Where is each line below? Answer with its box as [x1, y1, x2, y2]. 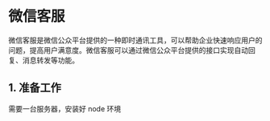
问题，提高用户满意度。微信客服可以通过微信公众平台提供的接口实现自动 [8, 45, 248, 54]
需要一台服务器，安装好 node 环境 [8, 103, 122, 113]
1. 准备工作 [8, 81, 62, 95]
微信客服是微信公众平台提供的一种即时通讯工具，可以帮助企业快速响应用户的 [8, 35, 263, 45]
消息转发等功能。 [22, 55, 79, 65]
